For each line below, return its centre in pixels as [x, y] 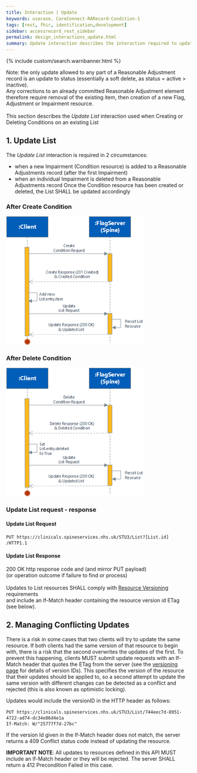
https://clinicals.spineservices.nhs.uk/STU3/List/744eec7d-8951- [99, 712]
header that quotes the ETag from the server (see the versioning [100, 664]
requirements [22, 594]
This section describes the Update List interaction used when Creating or [95, 116]
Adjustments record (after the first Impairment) [71, 172]
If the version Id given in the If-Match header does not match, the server [93, 735]
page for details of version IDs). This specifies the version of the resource [95, 670]
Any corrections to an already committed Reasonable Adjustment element [95, 91]
